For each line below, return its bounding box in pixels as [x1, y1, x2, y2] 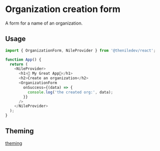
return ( [10, 62, 28, 67]
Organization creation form [5, 4, 120, 15]
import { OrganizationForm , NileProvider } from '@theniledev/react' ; [5, 48, 156, 53]
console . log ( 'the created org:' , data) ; [27, 89, 113, 95]
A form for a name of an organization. [5, 20, 83, 26]
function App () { [5, 57, 42, 62]
